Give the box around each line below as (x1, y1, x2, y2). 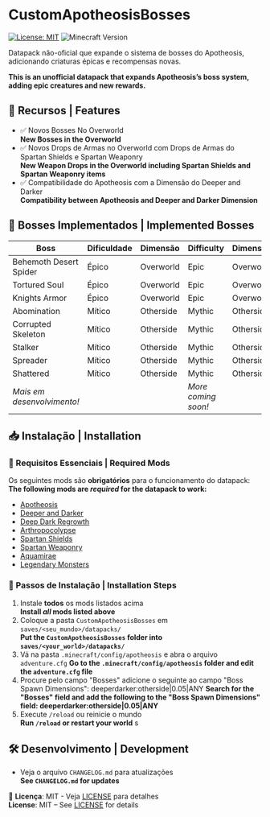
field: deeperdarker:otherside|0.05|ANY (19, 700, 159, 710)
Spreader (12, 354, 48, 365)
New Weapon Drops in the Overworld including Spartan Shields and (19, 160, 252, 170)
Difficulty (187, 242, 225, 254)
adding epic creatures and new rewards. (8, 80, 146, 90)
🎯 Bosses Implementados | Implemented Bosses (8, 219, 255, 233)
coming (187, 390, 217, 402)
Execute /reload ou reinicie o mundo (19, 709, 142, 719)
